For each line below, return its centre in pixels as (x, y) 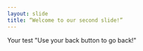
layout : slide (28, 14)
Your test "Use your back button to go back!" (72, 40)
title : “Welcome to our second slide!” (65, 20)
